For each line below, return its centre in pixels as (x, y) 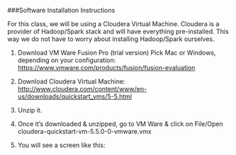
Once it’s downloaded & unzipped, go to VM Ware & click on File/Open (120, 124)
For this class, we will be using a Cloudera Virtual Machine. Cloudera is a (113, 24)
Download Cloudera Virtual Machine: (71, 81)
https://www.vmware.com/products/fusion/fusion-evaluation (106, 68)
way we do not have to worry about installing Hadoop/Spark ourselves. (111, 39)
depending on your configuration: (67, 60)
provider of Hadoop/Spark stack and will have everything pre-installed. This (118, 31)
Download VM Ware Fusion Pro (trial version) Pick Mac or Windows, (117, 53)
